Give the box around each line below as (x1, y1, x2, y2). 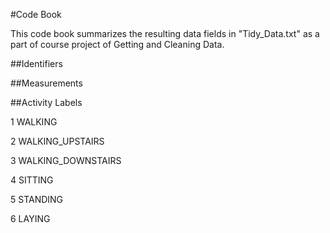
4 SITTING (10, 174, 54, 186)
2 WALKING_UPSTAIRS (10, 135, 105, 147)
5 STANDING (10, 194, 64, 205)
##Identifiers (10, 58, 63, 69)
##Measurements (10, 77, 83, 89)
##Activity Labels (10, 97, 83, 108)
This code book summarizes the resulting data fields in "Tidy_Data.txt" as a (10, 28, 320, 39)
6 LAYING (10, 213, 51, 224)
